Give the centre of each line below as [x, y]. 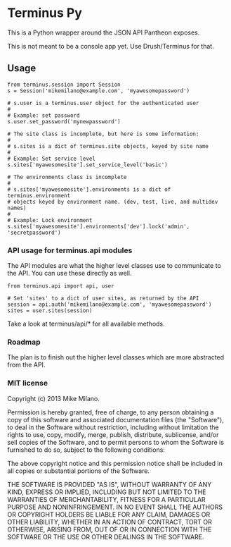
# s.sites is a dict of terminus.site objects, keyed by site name [108, 146]
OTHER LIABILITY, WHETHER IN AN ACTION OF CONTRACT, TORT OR [110, 522]
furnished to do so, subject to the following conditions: [86, 450]
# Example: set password [44, 115]
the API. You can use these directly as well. [70, 273]
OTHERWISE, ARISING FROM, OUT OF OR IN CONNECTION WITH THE [110, 529]
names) [17, 208]
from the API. [26, 365]
